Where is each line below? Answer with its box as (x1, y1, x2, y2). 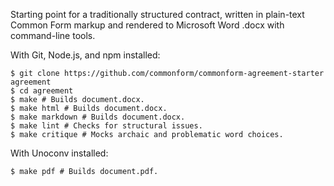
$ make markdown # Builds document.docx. (10, 112, 186, 122)
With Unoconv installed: (10, 147, 109, 159)
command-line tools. (10, 30, 96, 41)
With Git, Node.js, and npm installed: (10, 49, 161, 61)
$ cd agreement (10, 86, 74, 96)
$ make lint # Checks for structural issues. (10, 121, 203, 131)
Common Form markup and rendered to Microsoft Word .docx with (10, 19, 285, 31)
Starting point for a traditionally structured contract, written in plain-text (10, 9, 305, 20)
